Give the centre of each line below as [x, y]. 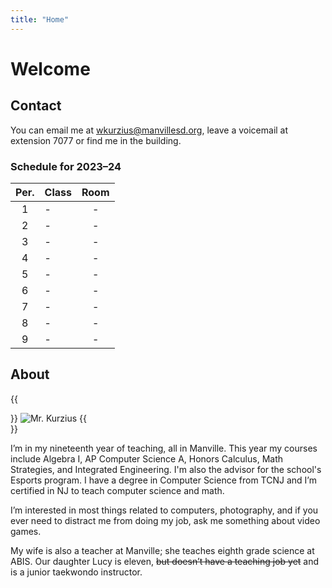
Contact [36, 106]
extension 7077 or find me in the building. [96, 140]
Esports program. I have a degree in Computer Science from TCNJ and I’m [163, 480]
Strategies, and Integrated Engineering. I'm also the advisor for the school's [166, 469]
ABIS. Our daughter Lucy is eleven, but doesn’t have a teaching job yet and [165, 561]
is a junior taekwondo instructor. [76, 572]
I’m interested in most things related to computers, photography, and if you [164, 510]
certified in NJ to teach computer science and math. [117, 490]
